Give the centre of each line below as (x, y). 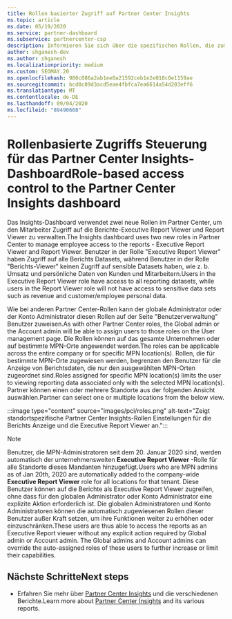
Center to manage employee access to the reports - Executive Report (106, 244)
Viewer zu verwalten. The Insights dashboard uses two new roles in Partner (114, 237)
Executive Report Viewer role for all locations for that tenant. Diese (103, 481)
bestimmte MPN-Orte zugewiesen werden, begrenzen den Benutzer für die (114, 360)
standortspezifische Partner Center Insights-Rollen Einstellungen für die (109, 418)
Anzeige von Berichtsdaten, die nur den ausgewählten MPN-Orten (101, 368)
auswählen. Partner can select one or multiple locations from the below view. (116, 397)
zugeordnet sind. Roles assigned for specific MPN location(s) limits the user (114, 375)
